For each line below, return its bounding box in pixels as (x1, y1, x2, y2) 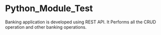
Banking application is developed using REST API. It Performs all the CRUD (5, 19, 156, 25)
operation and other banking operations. (5, 24, 87, 30)
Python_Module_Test (5, 3, 93, 14)
